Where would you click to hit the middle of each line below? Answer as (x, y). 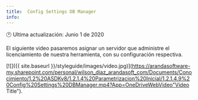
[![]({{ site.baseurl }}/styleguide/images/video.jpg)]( (69, 66)
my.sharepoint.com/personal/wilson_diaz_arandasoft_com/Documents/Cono (99, 72)
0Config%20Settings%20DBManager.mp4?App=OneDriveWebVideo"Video (98, 85)
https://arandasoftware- (161, 66)
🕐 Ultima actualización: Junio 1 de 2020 (55, 34)
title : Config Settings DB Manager (51, 12)
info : (13, 17)
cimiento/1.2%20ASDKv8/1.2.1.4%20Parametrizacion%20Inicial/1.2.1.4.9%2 (98, 78)
